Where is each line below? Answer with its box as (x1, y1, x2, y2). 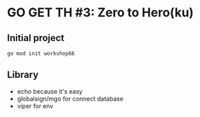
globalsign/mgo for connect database (16, 94, 124, 103)
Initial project (7, 32, 65, 44)
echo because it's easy (16, 87, 83, 95)
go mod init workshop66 (7, 50, 75, 57)
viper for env (16, 101, 53, 110)
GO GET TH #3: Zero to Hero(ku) (7, 5, 194, 21)
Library (7, 69, 39, 81)
